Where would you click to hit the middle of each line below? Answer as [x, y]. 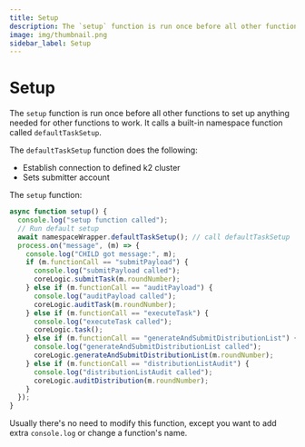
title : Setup [34, 18]
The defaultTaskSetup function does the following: [103, 150]
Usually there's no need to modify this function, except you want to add [143, 423]
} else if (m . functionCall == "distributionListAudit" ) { [138, 363]
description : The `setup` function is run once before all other [135, 26]
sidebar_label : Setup [50, 43]
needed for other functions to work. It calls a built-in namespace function [146, 123]
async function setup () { [58, 212]
